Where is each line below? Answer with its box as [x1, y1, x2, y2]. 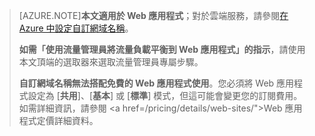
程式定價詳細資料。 [18, 115, 99, 126]
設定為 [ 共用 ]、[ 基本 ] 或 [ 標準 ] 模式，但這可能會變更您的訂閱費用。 [27, 90, 303, 101]
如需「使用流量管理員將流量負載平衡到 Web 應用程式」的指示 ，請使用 [18, 44, 306, 55]
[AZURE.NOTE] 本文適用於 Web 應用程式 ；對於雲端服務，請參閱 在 [18, 10, 289, 21]
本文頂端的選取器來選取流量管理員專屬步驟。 [18, 56, 204, 68]
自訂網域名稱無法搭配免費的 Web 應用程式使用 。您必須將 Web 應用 [18, 77, 295, 89]
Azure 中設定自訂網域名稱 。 [18, 22, 134, 34]
